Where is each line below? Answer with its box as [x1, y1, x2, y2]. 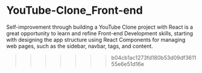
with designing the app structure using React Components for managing [6, 36, 186, 43]
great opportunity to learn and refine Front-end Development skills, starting [6, 29, 194, 36]
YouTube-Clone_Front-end [6, 4, 143, 17]
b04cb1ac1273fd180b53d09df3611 [111, 54, 197, 61]
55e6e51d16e [111, 60, 145, 68]
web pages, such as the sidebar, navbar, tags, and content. [6, 42, 154, 50]
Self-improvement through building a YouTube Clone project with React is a [6, 23, 194, 31]
